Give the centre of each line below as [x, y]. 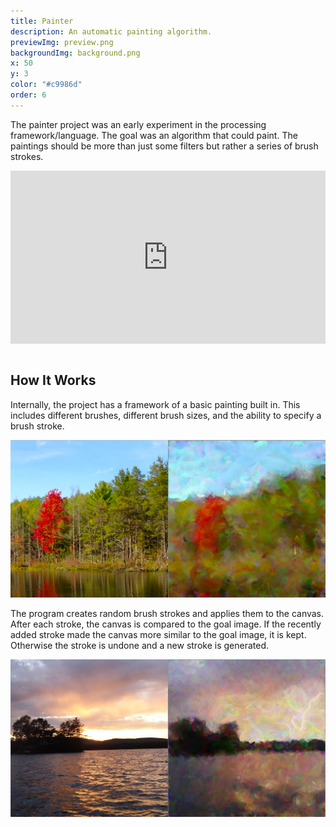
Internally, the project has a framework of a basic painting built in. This [155, 404]
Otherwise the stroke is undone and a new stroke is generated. [140, 646]
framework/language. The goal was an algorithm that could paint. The [154, 135]
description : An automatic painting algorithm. [111, 31]
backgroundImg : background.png [75, 53]
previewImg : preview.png [62, 42]
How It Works [53, 380]
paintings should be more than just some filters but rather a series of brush [164, 146]
